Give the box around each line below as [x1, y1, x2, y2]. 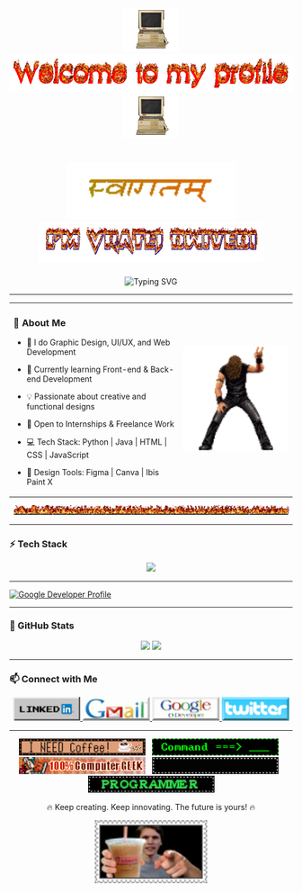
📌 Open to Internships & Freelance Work [26, 419, 175, 429]
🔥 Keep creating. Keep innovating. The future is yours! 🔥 [46, 802, 256, 813]
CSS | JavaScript [26, 449, 90, 461]
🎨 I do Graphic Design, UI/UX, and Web [26, 337, 171, 348]
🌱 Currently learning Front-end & [26, 364, 149, 375]
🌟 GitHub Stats [9, 619, 75, 632]
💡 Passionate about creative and [26, 391, 147, 402]
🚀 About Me [13, 316, 67, 329]
